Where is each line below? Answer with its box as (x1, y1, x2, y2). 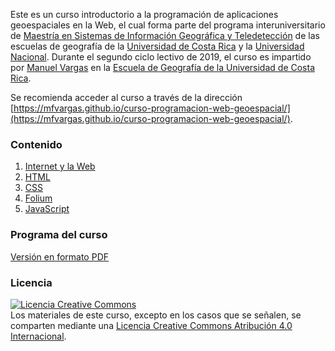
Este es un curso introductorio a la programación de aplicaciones (10, 9, 279, 20)
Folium (24, 192, 53, 204)
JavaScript (24, 203, 70, 215)
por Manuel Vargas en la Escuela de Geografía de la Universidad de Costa (10, 62, 316, 73)
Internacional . (10, 330, 67, 342)
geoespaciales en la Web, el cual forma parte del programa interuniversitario (10, 19, 326, 31)
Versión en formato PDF (10, 250, 110, 263)
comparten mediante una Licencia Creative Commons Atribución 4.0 (10, 319, 293, 331)
